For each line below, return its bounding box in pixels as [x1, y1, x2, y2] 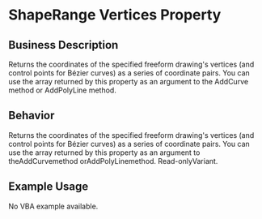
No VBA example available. [8, 201, 99, 211]
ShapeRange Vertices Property [8, 6, 222, 24]
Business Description [8, 38, 119, 52]
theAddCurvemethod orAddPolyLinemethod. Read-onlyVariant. [8, 156, 218, 165]
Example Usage [8, 180, 89, 194]
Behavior [8, 109, 55, 122]
